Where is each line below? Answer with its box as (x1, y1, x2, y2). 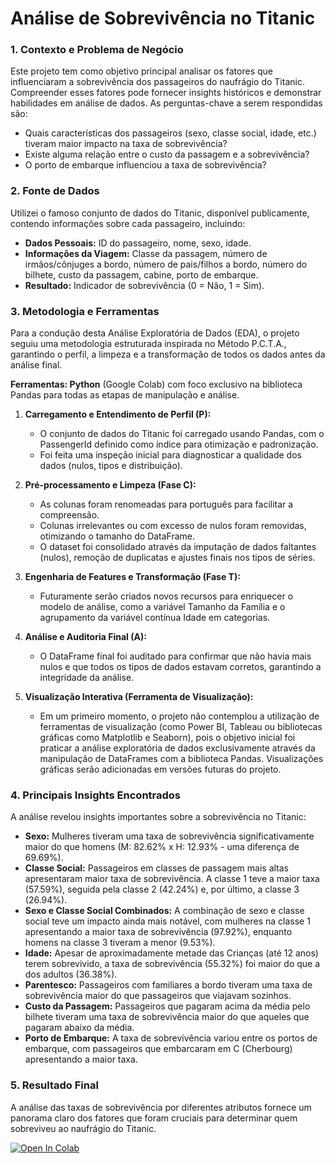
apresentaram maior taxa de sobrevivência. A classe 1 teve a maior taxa (24, 873, 320, 885)
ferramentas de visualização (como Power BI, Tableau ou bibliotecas (39, 721, 323, 733)
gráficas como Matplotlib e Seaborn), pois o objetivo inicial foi (39, 732, 296, 744)
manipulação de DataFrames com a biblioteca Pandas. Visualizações (39, 753, 324, 765)
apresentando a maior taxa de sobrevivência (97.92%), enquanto (24, 926, 293, 938)
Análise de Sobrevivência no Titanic (10, 7, 316, 30)
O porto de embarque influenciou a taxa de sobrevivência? (24, 159, 267, 171)
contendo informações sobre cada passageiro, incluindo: (10, 217, 246, 229)
